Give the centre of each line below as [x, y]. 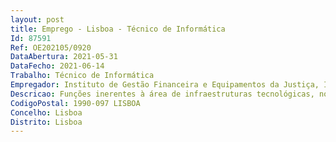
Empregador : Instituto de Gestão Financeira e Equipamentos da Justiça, [165, 85]
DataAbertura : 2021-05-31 [64, 57]
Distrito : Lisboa [46, 122]
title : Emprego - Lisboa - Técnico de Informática [118, 29]
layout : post [37, 19]
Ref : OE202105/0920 [51, 47]
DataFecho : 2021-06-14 [57, 66]
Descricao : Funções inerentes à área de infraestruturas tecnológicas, [162, 94]
